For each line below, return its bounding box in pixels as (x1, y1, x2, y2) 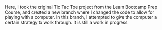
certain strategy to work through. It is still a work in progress (5, 19, 128, 25)
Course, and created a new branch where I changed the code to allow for (5, 9, 155, 15)
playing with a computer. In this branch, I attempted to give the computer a (5, 15, 157, 20)
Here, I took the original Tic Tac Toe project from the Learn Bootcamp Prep (5, 4, 157, 10)
